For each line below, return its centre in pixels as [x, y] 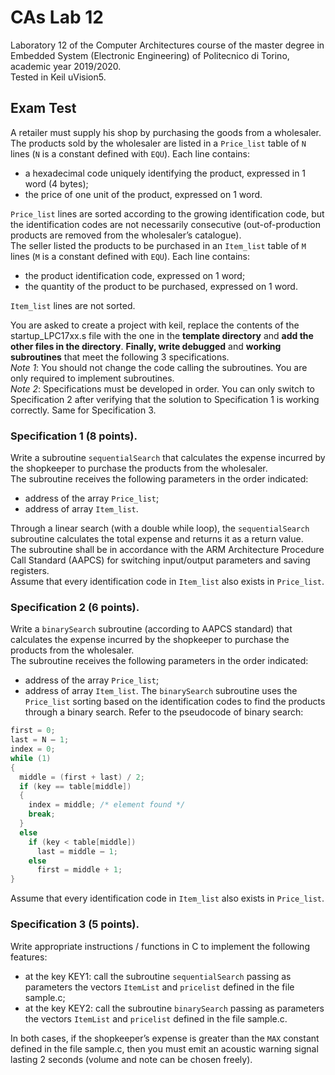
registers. [30, 571]
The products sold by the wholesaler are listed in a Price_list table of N [158, 143]
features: [29, 957]
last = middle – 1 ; [77, 851]
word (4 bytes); [56, 183]
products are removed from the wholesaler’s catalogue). [126, 235]
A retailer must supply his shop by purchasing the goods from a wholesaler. [166, 132]
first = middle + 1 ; [79, 870]
